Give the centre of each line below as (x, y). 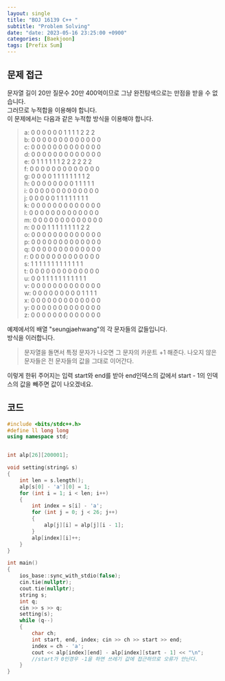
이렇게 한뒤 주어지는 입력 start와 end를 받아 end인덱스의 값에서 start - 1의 (106, 375)
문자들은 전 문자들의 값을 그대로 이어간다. (79, 361)
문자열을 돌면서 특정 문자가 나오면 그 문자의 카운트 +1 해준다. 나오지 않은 (120, 352)
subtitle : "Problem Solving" (49, 26)
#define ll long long (38, 430)
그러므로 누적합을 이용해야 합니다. (52, 110)
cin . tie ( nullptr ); (46, 582)
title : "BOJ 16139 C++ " (43, 20)
